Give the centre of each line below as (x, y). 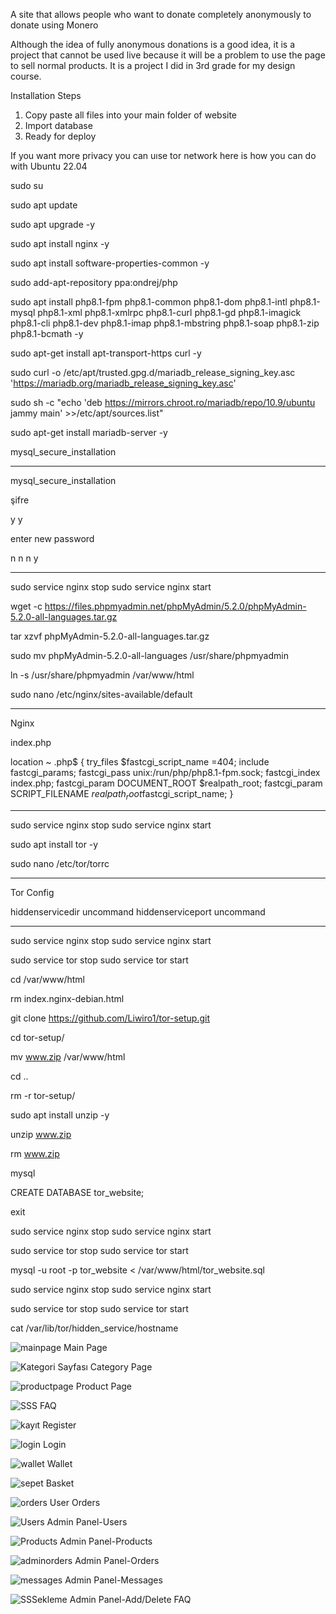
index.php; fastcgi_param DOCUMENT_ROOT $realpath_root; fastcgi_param (166, 783)
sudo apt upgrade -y (53, 224)
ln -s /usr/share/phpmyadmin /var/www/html (102, 675)
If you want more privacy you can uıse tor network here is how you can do (163, 155)
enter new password (52, 538)
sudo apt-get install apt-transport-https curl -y (106, 353)
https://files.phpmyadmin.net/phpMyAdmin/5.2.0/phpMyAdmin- (175, 606)
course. (26, 76)
